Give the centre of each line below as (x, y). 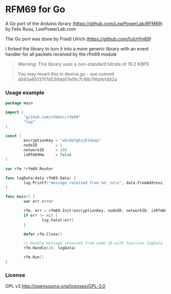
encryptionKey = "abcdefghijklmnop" (62, 141)
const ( (13, 136)
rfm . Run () (34, 257)
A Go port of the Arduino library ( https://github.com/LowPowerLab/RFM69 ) (84, 23)
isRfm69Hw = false (48, 155)
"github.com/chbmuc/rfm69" (52, 117)
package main (19, 103)
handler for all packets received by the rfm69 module (61, 54)
